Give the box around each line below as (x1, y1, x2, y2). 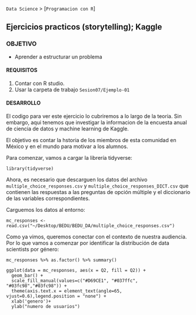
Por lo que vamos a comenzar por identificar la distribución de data (6, 239, 170, 247)
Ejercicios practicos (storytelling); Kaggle (6, 22, 162, 32)
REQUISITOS (6, 67, 38, 74)
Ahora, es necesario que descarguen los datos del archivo (6, 176, 148, 183)
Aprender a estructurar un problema (14, 53, 102, 60)
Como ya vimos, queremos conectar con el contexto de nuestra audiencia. (6, 233, 187, 241)
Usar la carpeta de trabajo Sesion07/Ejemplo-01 (14, 86, 130, 93)
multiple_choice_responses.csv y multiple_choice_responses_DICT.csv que (6, 182, 189, 189)
